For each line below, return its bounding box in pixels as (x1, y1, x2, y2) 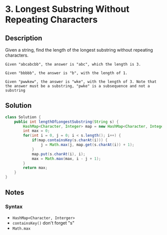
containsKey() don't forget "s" (12, 220, 75, 226)
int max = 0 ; (23, 128, 50, 134)
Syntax (5, 203, 23, 210)
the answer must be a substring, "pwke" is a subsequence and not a (5, 83, 150, 88)
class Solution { (5, 114, 41, 120)
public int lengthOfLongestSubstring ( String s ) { (14, 119, 119, 124)
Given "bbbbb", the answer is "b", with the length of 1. (5, 71, 128, 76)
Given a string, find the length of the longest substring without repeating (5, 47, 153, 53)
